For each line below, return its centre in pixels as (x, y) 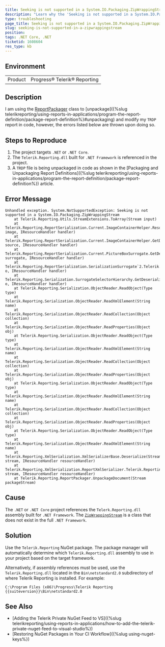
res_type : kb (18, 46)
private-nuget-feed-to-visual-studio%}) (53, 629)
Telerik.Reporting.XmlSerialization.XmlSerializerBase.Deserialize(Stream (83, 457)
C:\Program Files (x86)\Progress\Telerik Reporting (59, 587)
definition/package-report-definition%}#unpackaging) (60, 119)
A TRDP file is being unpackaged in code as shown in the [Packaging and (85, 168)
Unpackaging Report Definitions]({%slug (53, 173)
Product (17, 79)
